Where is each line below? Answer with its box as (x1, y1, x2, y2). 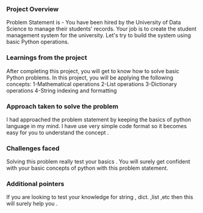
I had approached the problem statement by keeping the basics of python (6, 115, 191, 123)
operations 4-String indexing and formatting (6, 87, 117, 94)
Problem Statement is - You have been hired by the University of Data (6, 19, 181, 26)
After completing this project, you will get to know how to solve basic (6, 67, 180, 74)
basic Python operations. (6, 38, 69, 46)
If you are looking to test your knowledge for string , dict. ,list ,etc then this (6, 193, 193, 201)
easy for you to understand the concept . (6, 129, 109, 136)
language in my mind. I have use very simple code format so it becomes (6, 122, 187, 129)
